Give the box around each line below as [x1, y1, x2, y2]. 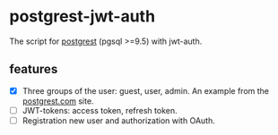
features [9, 62, 58, 77]
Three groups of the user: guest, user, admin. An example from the [22, 85, 270, 96]
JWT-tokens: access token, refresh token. [22, 105, 178, 115]
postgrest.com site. [22, 96, 94, 106]
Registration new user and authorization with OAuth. [22, 114, 215, 126]
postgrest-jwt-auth [9, 6, 155, 27]
